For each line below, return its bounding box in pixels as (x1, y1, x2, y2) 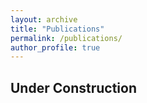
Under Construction (10, 79, 137, 96)
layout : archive (10, 14, 78, 25)
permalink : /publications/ (10, 33, 123, 43)
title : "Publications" (10, 24, 105, 34)
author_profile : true (10, 42, 101, 53)
